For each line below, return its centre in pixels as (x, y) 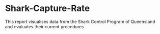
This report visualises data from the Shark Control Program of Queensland (80, 22)
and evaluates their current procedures (45, 26)
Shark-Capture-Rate (47, 8)
